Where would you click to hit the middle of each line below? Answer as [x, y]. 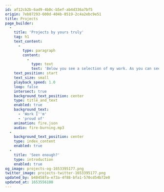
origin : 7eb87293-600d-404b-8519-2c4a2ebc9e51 [53, 14]
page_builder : [20, 23]
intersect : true [31, 91]
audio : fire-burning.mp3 [39, 128]
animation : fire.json [36, 123]
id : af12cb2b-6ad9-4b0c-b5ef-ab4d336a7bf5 [49, 10]
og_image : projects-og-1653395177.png [44, 169]
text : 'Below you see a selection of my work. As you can [91, 69]
